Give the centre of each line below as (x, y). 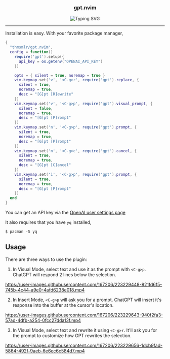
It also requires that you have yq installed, (48, 222)
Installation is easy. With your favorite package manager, (64, 33)
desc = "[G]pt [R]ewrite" (46, 94)
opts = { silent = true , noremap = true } (60, 75)
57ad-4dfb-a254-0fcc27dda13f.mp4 (43, 320)
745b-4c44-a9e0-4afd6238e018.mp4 (45, 290)
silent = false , (36, 108)
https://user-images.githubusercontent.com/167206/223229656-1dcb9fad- (84, 345)
